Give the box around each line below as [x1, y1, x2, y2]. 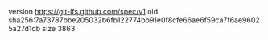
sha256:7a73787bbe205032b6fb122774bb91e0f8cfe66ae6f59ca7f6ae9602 [8, 15, 260, 25]
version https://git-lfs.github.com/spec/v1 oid [8, 7, 159, 16]
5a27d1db [8, 24, 41, 33]
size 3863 [42, 24, 76, 33]
